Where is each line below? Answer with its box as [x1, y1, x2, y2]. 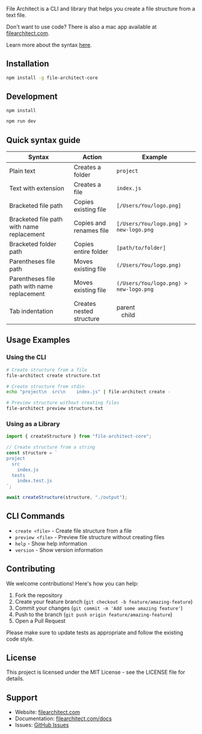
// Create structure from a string [6, 445, 96, 451]
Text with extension [9, 184, 64, 192]
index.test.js [17, 478, 52, 484]
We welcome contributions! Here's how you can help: [6, 580, 139, 587]
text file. [6, 11, 26, 19]
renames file [73, 226, 109, 235]
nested [73, 307, 94, 315]
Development [6, 92, 58, 102]
